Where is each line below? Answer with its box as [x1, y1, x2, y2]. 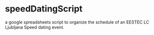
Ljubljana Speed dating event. [5, 24, 64, 30]
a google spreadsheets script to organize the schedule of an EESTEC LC [5, 19, 149, 25]
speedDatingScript [5, 3, 83, 14]
